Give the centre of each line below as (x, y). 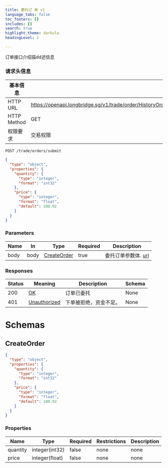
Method (17, 122)
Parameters (19, 233)
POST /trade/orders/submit (33, 151)
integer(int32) (48, 449)
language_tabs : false (28, 15)
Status (16, 284)
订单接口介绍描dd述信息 (30, 57)
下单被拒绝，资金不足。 (93, 302)
